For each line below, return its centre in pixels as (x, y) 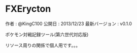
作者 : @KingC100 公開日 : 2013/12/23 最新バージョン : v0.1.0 (68, 23)
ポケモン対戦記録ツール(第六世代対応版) (47, 34)
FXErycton (28, 9)
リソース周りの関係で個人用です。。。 (43, 45)
